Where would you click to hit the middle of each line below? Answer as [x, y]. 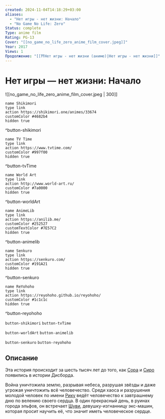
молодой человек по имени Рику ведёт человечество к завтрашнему [79, 396]
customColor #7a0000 [27, 188]
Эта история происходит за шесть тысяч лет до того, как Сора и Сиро [80, 370]
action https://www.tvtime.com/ [39, 148]
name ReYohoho [20, 287]
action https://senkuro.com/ [35, 260]
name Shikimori [21, 104]
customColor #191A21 [27, 264]
